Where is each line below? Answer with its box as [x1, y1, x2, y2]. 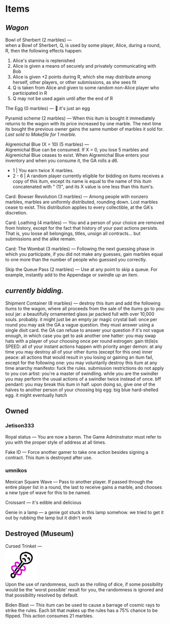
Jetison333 [5, 422, 35, 429]
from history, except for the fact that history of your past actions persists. [5, 225, 159, 231]
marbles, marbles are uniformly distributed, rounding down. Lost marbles [5, 199, 158, 205]
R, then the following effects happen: [5, 48, 83, 53]
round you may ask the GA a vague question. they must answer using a [5, 321, 154, 328]
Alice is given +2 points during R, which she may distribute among [12, 74, 151, 79]
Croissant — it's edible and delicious [5, 499, 82, 505]
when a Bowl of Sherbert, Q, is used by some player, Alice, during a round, [5, 42, 161, 48]
